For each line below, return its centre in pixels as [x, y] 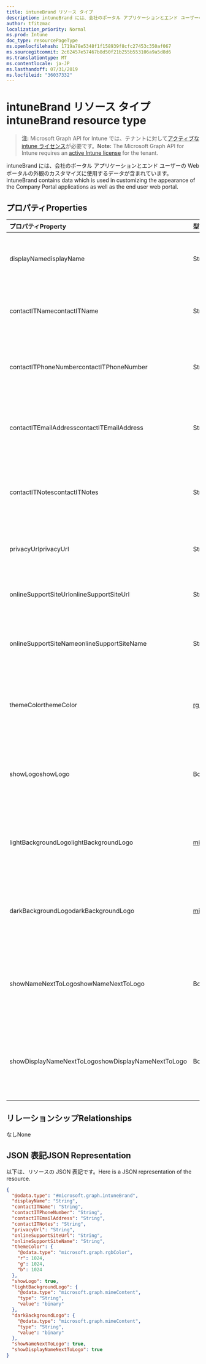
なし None [19, 1134]
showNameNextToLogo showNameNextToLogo [77, 984]
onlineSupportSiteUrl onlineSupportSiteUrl [70, 594]
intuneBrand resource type [76, 121]
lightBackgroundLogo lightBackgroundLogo [71, 842]
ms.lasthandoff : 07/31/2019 [42, 69]
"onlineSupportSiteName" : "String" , [59, 1241]
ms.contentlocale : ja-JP [38, 63]
